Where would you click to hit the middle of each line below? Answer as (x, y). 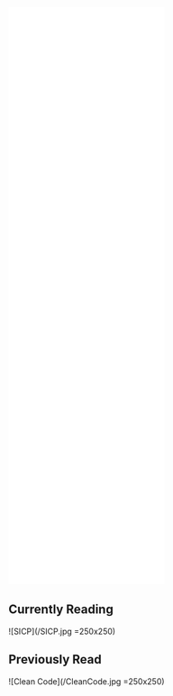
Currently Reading (61, 610)
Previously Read (55, 659)
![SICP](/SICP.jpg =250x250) (62, 631)
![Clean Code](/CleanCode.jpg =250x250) (86, 681)
